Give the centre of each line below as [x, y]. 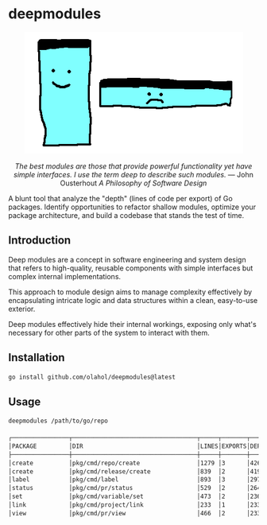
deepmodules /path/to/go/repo [58, 421]
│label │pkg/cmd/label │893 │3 [117, 480]
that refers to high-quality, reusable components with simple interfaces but [131, 268]
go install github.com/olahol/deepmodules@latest [92, 377]
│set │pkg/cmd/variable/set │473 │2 [117, 497]
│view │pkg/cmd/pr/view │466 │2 [117, 513]
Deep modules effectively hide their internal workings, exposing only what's [132, 324]
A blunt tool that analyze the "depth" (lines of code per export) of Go [120, 198]
